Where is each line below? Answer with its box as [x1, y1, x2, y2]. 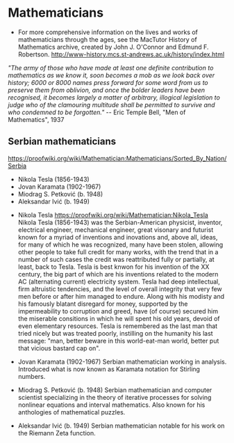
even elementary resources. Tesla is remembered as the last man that [17, 322, 218, 330]
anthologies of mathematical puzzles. [17, 407, 126, 416]
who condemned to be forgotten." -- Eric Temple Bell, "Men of [8, 108, 186, 116]
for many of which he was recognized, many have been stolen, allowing [17, 240, 224, 249]
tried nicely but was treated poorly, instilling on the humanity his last [17, 329, 214, 337]
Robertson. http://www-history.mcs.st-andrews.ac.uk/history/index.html [17, 50, 225, 59]
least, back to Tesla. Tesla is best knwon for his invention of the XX [17, 263, 210, 271]
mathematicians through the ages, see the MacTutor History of [17, 35, 197, 43]
